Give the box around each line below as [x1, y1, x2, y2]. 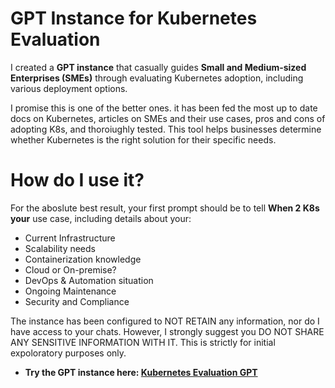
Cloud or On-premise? [24, 263, 117, 276]
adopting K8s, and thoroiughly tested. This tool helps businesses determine [10, 123, 322, 135]
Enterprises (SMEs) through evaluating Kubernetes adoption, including [10, 72, 304, 84]
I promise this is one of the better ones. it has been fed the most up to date [10, 102, 318, 114]
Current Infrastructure [24, 232, 116, 244]
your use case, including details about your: [10, 212, 192, 224]
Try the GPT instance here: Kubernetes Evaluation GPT [24, 366, 258, 378]
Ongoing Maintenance [24, 285, 117, 297]
